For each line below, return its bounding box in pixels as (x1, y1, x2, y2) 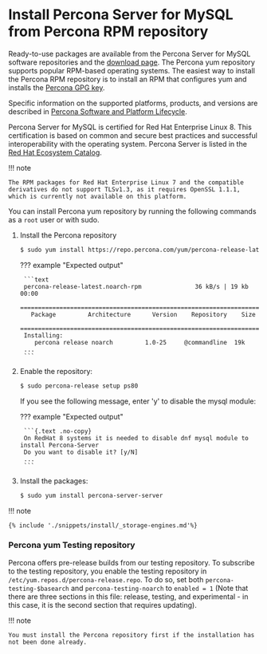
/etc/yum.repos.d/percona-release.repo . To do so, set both (8, 574, 204, 584)
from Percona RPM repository (8, 22, 209, 41)
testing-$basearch (8, 585, 69, 593)
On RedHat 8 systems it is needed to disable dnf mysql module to (23, 434, 249, 442)
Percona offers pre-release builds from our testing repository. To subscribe (8, 557, 255, 567)
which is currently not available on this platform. (8, 192, 187, 200)
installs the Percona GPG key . (8, 82, 105, 93)
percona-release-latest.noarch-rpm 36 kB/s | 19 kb (23, 282, 249, 290)
